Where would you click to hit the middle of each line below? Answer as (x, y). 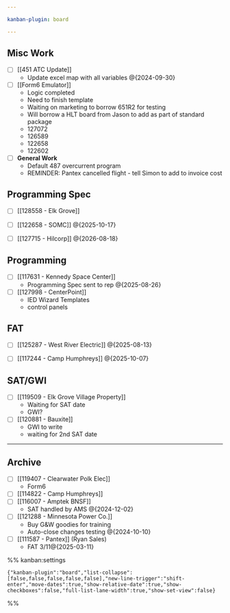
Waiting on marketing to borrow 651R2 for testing (97, 107)
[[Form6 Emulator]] (44, 85)
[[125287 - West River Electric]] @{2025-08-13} (85, 345)
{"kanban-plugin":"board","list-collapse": (70, 573)
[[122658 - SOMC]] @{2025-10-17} (66, 225)
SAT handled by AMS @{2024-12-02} (80, 509)
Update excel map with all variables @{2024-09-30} (101, 77)
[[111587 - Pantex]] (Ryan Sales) (62, 539)
